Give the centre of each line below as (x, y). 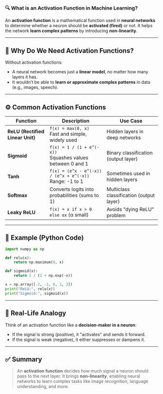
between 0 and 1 (69, 163)
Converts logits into (72, 189)
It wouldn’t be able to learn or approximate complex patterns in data (81, 82)
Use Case (131, 121)
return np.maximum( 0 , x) (39, 262)
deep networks (124, 137)
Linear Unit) (21, 137)
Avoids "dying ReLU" (130, 209)
